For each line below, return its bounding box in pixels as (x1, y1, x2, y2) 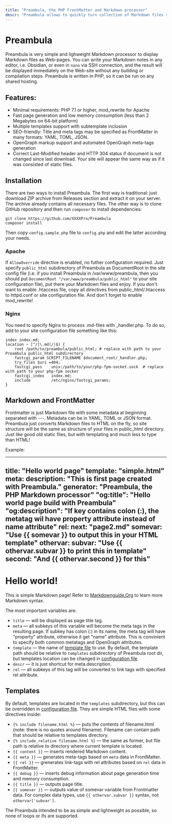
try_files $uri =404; (14, 360, 60, 365)
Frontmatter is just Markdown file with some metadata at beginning (5, 409, 147, 416)
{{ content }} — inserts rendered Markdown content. (12, 748, 127, 754)
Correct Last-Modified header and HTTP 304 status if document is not (12, 151, 162, 157)
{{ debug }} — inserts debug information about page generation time (12, 770, 160, 776)
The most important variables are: (5, 607, 77, 613)
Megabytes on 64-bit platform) (12, 118, 78, 124)
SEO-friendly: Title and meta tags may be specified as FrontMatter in (12, 129, 158, 135)
